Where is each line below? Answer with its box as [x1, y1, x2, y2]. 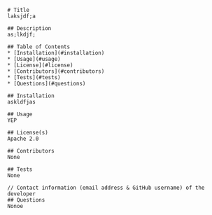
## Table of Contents [7, 43, 71, 50]
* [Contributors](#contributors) [7, 68, 105, 75]
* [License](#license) [7, 62, 73, 69]
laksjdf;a [7, 13, 36, 20]
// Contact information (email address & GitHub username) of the [7, 184, 205, 191]
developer [7, 190, 36, 197]
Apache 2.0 [7, 135, 39, 142]
